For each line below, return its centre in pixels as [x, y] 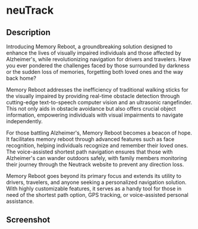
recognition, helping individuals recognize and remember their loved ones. [97, 145]
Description [28, 32]
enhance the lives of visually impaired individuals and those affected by [94, 53]
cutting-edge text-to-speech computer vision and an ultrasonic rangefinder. [99, 102]
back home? [21, 78]
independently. [24, 121]
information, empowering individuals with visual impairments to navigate [95, 115]
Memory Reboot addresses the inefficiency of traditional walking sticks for [97, 90]
